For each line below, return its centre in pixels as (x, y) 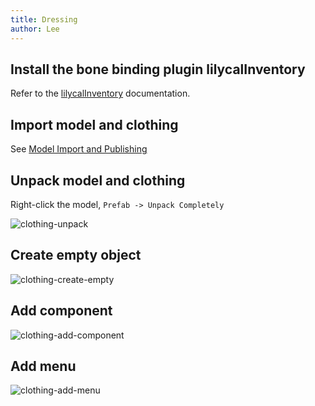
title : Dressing (44, 19)
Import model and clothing (94, 124)
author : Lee (35, 29)
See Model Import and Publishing (79, 149)
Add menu (43, 366)
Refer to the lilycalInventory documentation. (100, 93)
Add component (61, 311)
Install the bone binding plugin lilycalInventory (158, 69)
